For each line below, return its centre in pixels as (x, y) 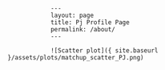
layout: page (72, 15)
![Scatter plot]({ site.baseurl (104, 51)
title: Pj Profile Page (90, 23)
